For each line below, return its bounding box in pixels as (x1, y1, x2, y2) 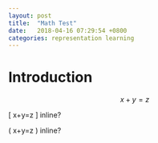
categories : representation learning (8, 34, 135, 42)
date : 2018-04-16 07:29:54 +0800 (8, 26, 128, 34)
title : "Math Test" (8, 19, 78, 27)
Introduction (8, 69, 93, 86)
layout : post (8, 11, 52, 20)
